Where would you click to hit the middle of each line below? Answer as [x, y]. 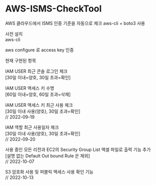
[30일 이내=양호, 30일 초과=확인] [38, 77]
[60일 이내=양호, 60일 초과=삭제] [38, 94]
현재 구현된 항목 [21, 60]
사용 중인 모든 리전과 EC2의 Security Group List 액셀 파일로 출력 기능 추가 [78, 149]
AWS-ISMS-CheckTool [53, 9]
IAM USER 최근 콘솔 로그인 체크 [36, 71]
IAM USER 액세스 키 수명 [30, 88]
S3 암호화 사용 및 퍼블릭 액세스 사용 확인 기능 [49, 171]
